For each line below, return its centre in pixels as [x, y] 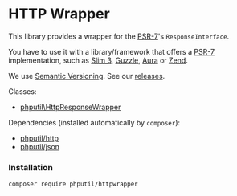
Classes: [22, 91]
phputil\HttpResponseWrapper [70, 107]
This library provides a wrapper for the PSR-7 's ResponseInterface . [119, 36]
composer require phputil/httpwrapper [73, 184]
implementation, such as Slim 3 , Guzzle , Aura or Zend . [98, 60]
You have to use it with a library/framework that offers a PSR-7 [112, 51]
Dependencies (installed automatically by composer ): [94, 122]
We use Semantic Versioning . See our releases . [87, 76]
